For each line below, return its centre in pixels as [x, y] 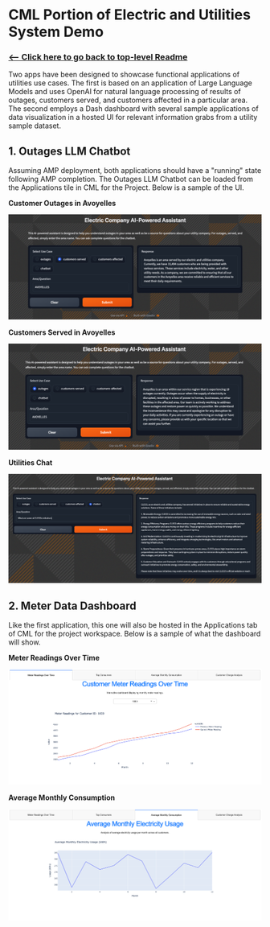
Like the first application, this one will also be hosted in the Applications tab [133, 624]
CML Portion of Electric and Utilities [130, 15]
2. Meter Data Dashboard [72, 606]
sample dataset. [35, 126]
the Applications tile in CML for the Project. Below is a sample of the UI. [127, 187]
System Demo [56, 32]
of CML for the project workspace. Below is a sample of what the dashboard [135, 633]
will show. [25, 642]
